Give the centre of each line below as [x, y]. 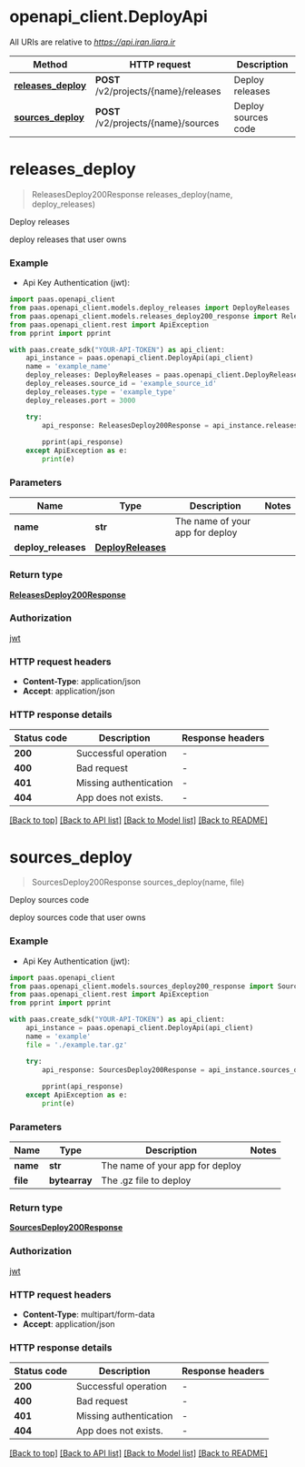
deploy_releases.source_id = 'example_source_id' [122, 384]
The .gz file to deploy [146, 1180]
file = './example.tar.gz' [77, 1045]
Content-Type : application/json [81, 682]
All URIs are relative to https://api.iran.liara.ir [93, 42]
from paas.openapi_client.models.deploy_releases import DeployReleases [150, 308]
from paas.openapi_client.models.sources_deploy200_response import [142, 986]
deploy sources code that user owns [78, 917]
